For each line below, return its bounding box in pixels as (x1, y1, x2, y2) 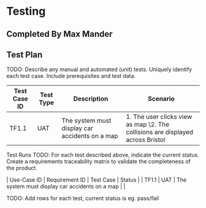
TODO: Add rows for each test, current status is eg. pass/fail (6, 195, 159, 202)
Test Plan (6, 49, 43, 60)
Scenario (148, 94, 175, 103)
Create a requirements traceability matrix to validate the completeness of (6, 158, 191, 165)
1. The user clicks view (125, 112, 193, 121)
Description (73, 94, 109, 103)
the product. (6, 164, 38, 172)
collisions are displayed (125, 128, 194, 136)
